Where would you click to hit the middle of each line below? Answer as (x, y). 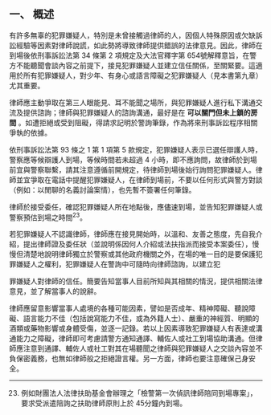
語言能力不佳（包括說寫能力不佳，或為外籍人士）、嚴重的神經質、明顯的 (141, 319)
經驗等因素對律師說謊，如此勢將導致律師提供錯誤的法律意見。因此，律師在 (139, 45)
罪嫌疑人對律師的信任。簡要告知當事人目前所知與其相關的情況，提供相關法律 (136, 281)
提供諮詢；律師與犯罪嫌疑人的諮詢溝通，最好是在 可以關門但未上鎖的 (137, 112)
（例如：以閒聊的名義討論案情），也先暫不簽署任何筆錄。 (103, 189)
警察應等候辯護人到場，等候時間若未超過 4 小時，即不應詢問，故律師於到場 (133, 160)
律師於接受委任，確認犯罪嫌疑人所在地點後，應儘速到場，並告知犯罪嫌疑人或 (136, 206)
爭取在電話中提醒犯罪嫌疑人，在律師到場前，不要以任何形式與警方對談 (146, 180)
